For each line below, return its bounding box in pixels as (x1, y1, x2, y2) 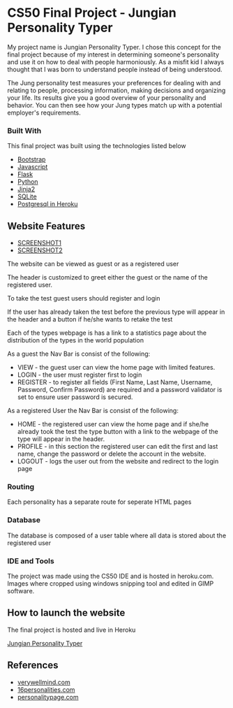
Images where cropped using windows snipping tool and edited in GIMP (7, 579, 214, 588)
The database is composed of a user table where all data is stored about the (7, 531, 227, 540)
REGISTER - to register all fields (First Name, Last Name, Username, (17, 378, 213, 386)
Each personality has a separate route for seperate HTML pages (7, 498, 192, 506)
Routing (7, 482, 35, 491)
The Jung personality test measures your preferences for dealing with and (7, 78, 221, 87)
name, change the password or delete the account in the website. (17, 449, 206, 458)
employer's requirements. (7, 108, 82, 117)
